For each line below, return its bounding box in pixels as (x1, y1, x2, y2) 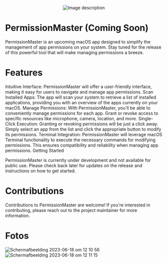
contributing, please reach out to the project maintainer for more (5, 207, 138, 213)
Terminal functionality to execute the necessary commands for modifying (5, 137, 156, 143)
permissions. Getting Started (5, 147, 64, 153)
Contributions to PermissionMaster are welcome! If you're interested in (5, 202, 151, 208)
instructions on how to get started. (5, 168, 76, 174)
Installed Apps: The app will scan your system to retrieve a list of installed (5, 94, 157, 100)
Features (5, 67, 43, 79)
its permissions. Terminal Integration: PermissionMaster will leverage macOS (5, 131, 163, 137)
